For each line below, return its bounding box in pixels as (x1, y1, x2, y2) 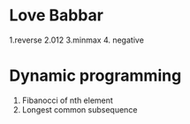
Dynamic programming (9, 66, 182, 86)
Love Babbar (9, 5, 104, 26)
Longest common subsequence (21, 104, 138, 115)
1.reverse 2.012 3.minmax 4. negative (9, 35, 144, 45)
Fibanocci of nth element (21, 95, 113, 105)
